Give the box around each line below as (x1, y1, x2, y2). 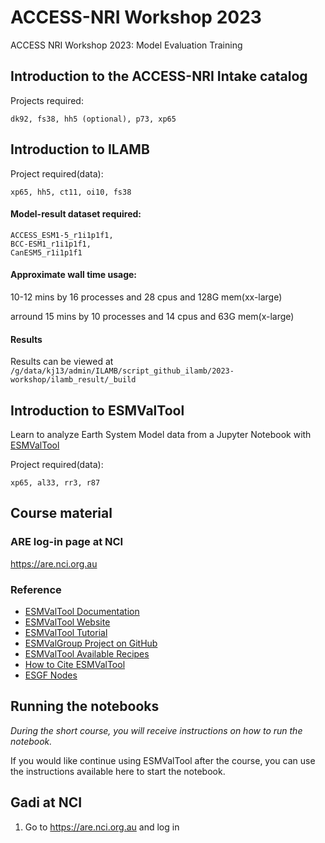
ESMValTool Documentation (24, 605, 140, 617)
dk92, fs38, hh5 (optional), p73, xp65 (10, 114, 177, 124)
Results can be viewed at (10, 356, 114, 368)
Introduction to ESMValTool (10, 402, 185, 419)
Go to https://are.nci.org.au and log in (24, 821, 180, 833)
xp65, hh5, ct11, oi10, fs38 (10, 187, 132, 197)
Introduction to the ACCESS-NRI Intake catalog (10, 68, 308, 85)
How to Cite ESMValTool (24, 658, 126, 670)
